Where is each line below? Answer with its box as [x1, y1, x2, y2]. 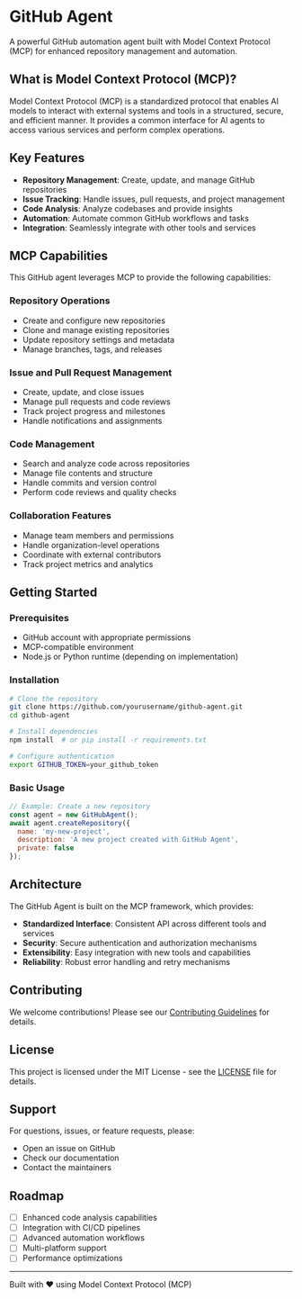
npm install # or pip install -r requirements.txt [9, 735, 207, 744]
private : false [17, 843, 75, 852]
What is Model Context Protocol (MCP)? [9, 72, 237, 87]
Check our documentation [22, 1152, 120, 1163]
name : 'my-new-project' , [17, 826, 111, 836]
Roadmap [9, 1188, 65, 1204]
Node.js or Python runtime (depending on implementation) [22, 651, 239, 663]
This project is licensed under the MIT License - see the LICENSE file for [9, 1066, 277, 1077]
